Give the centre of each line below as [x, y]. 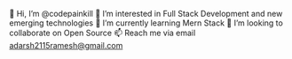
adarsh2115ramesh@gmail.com [66, 45]
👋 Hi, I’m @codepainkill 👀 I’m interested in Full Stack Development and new [146, 14]
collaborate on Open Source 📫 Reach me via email [103, 33]
